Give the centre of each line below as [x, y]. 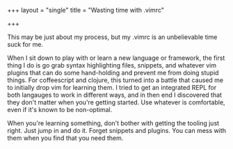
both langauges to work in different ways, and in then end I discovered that [115, 95]
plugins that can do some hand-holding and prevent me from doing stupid [113, 73]
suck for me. [25, 44]
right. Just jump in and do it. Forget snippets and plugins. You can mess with [117, 131]
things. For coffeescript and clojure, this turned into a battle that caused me [115, 80]
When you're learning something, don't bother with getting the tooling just [113, 123]
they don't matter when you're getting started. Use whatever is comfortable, [116, 102]
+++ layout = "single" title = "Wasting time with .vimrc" [86, 10]
